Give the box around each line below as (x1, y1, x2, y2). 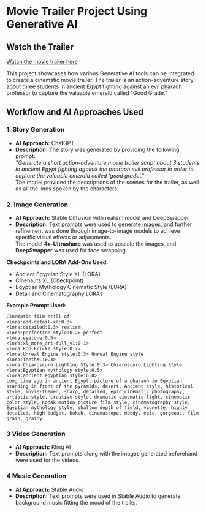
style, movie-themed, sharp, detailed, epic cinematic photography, (6, 388, 185, 394)
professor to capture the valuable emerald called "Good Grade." (6, 89, 167, 96)
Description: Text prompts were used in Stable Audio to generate (15, 492, 181, 500)
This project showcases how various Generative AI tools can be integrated (6, 70, 194, 77)
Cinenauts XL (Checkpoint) (15, 277, 84, 284)
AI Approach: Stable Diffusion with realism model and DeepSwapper (15, 214, 189, 221)
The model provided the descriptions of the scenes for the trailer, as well (15, 178, 199, 186)
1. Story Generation (6, 126, 65, 134)
